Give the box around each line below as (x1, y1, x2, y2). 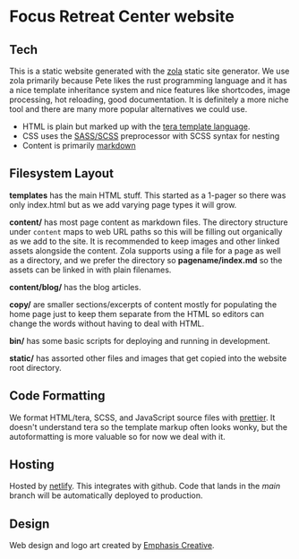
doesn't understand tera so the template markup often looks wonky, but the (9, 421, 288, 432)
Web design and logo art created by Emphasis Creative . (9, 540, 215, 551)
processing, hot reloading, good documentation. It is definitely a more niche (9, 94, 289, 105)
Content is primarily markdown (21, 141, 136, 150)
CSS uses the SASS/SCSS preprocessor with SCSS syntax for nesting (21, 131, 280, 141)
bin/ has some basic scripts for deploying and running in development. (9, 335, 270, 346)
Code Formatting (9, 388, 106, 404)
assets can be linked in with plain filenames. (9, 264, 172, 275)
